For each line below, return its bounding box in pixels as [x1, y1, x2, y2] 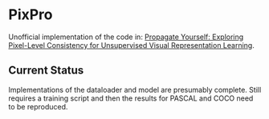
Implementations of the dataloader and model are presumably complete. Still [8, 85, 262, 94]
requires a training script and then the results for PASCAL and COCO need [8, 93, 254, 103]
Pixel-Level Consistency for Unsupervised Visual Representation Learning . [8, 40, 255, 50]
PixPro [8, 6, 54, 24]
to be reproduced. [8, 101, 68, 111]
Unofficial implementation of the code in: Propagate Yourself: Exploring [8, 32, 244, 42]
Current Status [8, 64, 84, 77]
